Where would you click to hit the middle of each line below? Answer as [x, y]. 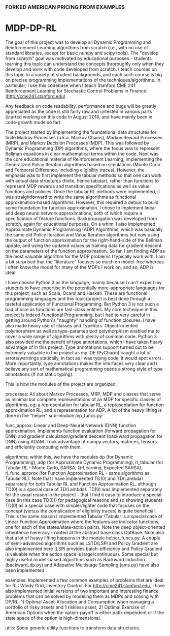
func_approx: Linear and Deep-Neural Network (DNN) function [71, 425]
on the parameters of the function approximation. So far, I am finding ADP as [85, 251]
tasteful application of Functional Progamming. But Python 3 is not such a [82, 304]
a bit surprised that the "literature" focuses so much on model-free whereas [85, 262]
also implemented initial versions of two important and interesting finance [82, 591]
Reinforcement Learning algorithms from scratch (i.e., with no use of [77, 47]
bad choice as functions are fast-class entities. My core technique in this [81, 309]
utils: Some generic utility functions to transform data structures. [73, 628]
